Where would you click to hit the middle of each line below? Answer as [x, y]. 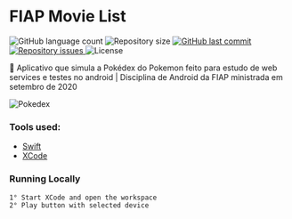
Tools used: [35, 126]
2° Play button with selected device [79, 206]
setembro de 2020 [43, 86]
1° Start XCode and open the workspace [83, 198]
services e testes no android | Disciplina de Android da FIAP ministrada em [146, 77]
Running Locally [45, 179]
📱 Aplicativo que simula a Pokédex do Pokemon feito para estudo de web [143, 68]
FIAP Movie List [68, 16]
